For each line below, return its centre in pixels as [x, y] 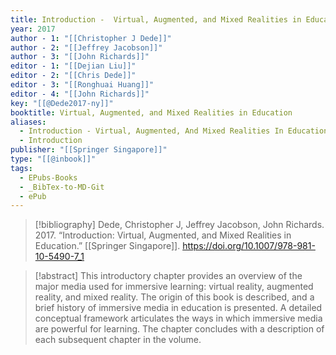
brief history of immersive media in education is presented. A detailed [178, 308]
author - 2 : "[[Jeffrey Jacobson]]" [86, 47]
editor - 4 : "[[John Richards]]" [80, 94]
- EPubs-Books [48, 177]
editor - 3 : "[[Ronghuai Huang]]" [82, 85]
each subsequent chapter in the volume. [118, 340]
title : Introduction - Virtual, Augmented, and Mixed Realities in [156, 19]
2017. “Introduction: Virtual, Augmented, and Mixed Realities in [163, 235]
